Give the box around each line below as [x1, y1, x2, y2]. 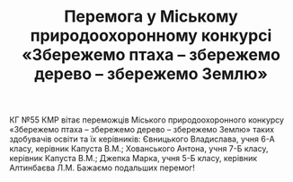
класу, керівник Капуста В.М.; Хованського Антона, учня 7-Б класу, [9, 143, 269, 154]
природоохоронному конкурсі [30, 25, 272, 46]
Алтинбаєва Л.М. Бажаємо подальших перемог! [9, 162, 195, 173]
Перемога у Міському [64, 6, 238, 27]
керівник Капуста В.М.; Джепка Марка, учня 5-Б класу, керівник [9, 153, 258, 164]
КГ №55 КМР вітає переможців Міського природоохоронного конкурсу [9, 114, 285, 125]
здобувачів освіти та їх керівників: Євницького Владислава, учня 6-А [9, 133, 276, 145]
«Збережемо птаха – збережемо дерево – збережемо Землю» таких [9, 124, 275, 135]
